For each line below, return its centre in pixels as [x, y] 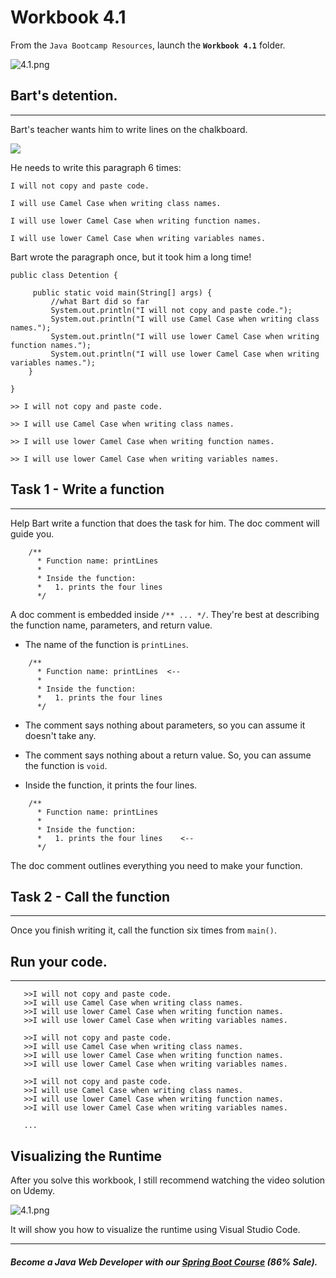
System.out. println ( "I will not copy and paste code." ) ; [171, 310]
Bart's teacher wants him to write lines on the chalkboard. [129, 129]
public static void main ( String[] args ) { [122, 292]
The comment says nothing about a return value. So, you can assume [168, 755]
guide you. [32, 533]
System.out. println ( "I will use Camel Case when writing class [185, 319]
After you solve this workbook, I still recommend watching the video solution [168, 1180]
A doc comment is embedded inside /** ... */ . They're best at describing [165, 614]
